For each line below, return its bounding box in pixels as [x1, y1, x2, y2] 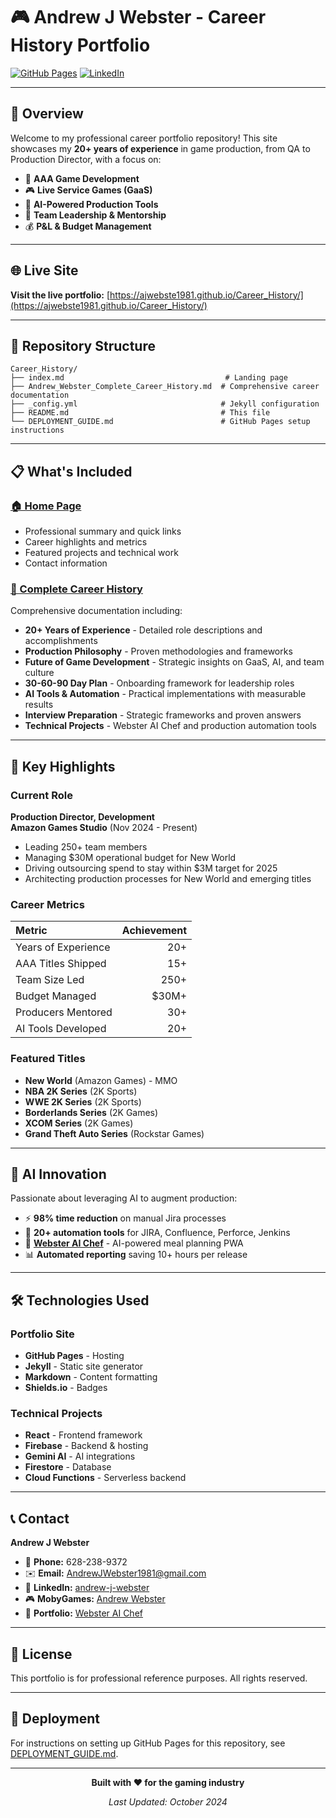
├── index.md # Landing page [10, 373, 288, 383]
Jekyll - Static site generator [24, 1360, 144, 1373]
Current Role [10, 788, 73, 802]
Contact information [24, 557, 108, 569]
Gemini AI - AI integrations [24, 1450, 136, 1463]
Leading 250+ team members [24, 841, 148, 853]
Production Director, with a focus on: [10, 153, 162, 165]
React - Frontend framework [24, 1429, 143, 1441]
